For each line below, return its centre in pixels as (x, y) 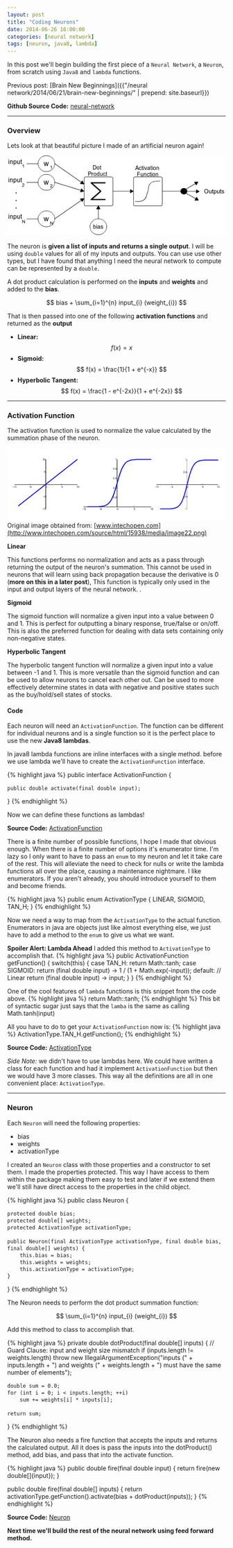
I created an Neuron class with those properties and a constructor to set (109, 1164)
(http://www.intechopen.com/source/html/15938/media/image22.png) (107, 533)
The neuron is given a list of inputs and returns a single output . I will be (111, 246)
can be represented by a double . (53, 268)
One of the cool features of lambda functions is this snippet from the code (112, 992)
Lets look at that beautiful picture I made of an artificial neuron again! (106, 146)
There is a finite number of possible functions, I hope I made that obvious (112, 842)
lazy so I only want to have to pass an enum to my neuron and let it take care (115, 856)
